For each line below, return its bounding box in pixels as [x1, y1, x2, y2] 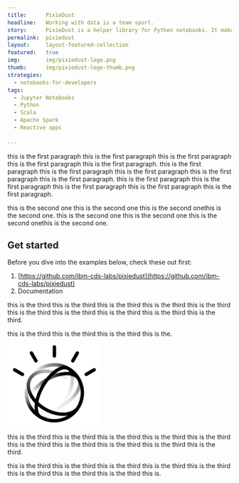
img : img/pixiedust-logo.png [7, 57, 116, 64]
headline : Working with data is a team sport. [7, 18, 154, 26]
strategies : [7, 71, 43, 78]
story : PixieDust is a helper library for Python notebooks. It [7, 26, 218, 33]
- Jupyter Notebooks [14, 94, 75, 101]
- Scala [14, 109, 37, 117]
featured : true [7, 49, 59, 56]
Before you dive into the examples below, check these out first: [7, 258, 192, 267]
